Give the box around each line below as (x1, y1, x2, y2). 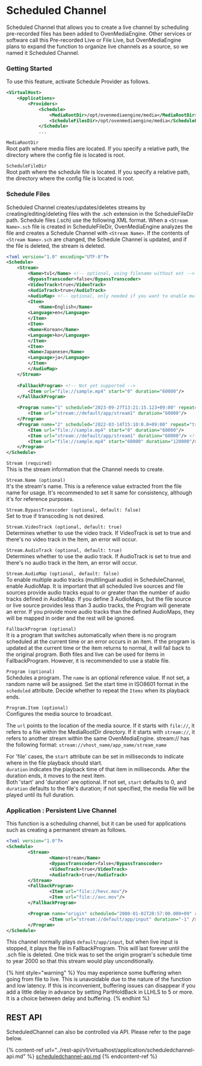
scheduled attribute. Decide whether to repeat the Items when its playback (6, 687, 190, 694)
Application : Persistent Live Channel (6, 806, 117, 815)
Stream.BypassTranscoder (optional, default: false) (6, 507, 141, 513)
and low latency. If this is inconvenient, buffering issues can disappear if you (6, 982, 196, 989)
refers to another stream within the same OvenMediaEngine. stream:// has (6, 735, 189, 742)
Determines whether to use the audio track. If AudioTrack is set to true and (6, 553, 191, 560)
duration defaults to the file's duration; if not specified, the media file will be (6, 785, 195, 792)
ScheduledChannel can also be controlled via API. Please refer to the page (6, 1029, 191, 1036)
